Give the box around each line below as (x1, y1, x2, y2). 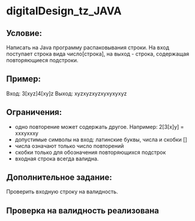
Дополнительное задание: (6, 172, 112, 183)
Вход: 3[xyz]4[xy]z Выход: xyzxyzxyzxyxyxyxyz (6, 90, 127, 97)
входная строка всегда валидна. (14, 155, 99, 162)
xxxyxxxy (14, 129, 39, 137)
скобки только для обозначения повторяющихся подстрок (14, 149, 166, 156)
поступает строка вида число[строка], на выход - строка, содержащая (6, 50, 190, 57)
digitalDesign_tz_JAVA (6, 4, 122, 18)
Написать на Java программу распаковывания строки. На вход (6, 44, 170, 51)
